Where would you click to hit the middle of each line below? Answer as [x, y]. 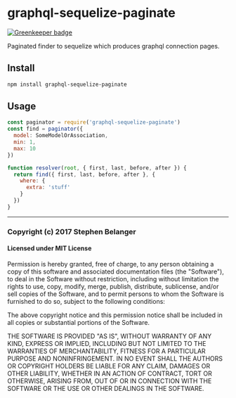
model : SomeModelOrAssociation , [61, 136]
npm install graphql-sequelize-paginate [67, 84]
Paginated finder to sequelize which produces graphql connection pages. [113, 46]
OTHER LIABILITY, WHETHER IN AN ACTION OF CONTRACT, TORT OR [110, 373]
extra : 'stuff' [48, 188]
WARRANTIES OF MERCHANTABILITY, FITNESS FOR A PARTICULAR [106, 351]
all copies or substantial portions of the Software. [78, 322]
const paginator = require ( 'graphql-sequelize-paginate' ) [94, 122]
